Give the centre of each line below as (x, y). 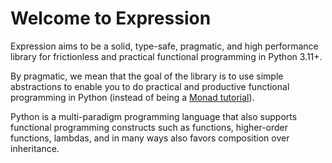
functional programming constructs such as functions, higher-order (149, 127)
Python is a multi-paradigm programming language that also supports (154, 116)
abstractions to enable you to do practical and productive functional (150, 86)
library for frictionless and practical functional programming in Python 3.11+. (166, 56)
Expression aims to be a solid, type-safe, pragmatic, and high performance (164, 46)
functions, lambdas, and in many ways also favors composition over (150, 138)
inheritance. (35, 148)
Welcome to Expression (111, 18)
